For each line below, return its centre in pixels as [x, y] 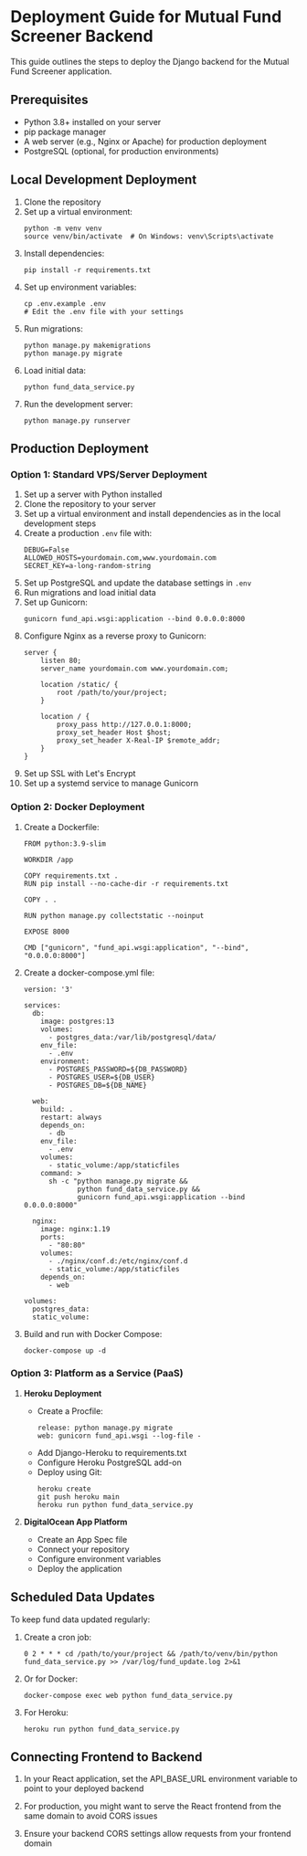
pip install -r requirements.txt [87, 270]
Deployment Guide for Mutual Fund [146, 17]
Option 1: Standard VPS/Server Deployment [109, 474]
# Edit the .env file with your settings [103, 311]
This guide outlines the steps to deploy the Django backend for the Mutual [150, 61]
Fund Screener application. [61, 71]
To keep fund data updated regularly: [80, 1619]
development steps [60, 523]
